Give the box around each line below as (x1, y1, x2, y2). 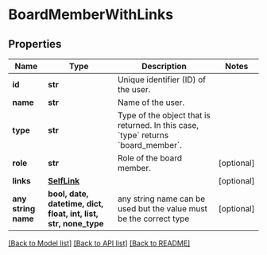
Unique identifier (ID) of (118, 74, 207, 85)
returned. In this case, (118, 120, 199, 130)
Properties (8, 37, 62, 51)
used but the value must (118, 203, 208, 214)
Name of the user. (118, 97, 185, 108)
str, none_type (47, 218, 105, 229)
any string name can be (118, 193, 206, 204)
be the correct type (118, 213, 190, 224)
